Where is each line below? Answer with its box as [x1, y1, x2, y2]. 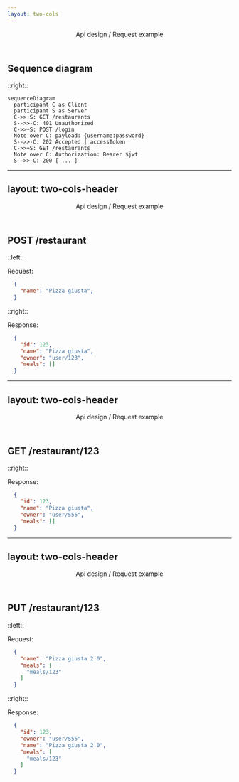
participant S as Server [14, 107, 87, 114]
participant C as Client [14, 101, 87, 109]
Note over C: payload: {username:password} [14, 132, 144, 139]
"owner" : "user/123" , [20, 354, 84, 361]
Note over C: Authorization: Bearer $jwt [14, 151, 139, 159]
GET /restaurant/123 [7, 445, 100, 457]
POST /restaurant [7, 234, 87, 246]
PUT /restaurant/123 [7, 602, 100, 614]
